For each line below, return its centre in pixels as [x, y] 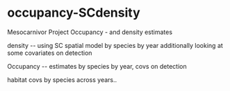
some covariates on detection [50, 53]
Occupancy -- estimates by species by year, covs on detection [97, 66]
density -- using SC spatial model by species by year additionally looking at [115, 45]
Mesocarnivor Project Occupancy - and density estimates [90, 32]
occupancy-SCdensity [74, 13]
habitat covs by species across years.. [62, 80]
